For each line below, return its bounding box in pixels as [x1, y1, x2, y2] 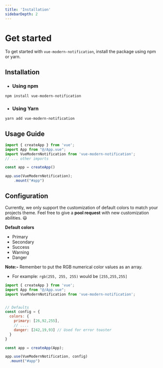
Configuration [5, 192, 49, 200]
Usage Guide [5, 129, 45, 138]
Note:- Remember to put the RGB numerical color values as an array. [5, 264, 143, 270]
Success [12, 244, 30, 250]
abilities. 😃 [5, 215, 28, 221]
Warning [12, 249, 29, 255]
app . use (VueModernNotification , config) [5, 354, 88, 359]
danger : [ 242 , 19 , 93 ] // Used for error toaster [14, 327, 112, 332]
